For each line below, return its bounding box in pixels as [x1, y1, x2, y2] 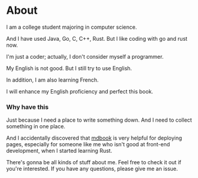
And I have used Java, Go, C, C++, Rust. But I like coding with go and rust [6, 35, 188, 42]
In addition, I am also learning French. [6, 76, 99, 83]
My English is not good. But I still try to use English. [6, 64, 132, 72]
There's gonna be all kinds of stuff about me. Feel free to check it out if [6, 159, 181, 166]
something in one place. [6, 123, 66, 130]
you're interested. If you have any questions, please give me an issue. [6, 165, 178, 173]
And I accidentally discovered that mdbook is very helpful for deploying [6, 134, 182, 141]
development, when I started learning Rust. [6, 147, 112, 155]
